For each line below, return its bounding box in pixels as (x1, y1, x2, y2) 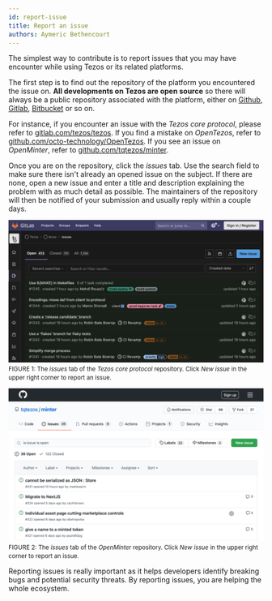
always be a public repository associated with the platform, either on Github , (8, 95, 263, 105)
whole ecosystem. (8, 583, 70, 593)
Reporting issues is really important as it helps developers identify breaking (8, 566, 260, 576)
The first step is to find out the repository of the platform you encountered (8, 78, 256, 88)
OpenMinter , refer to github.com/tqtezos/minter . (8, 145, 169, 155)
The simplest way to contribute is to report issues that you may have (8, 54, 237, 63)
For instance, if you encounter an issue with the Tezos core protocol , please (8, 119, 261, 129)
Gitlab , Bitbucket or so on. (8, 104, 96, 114)
